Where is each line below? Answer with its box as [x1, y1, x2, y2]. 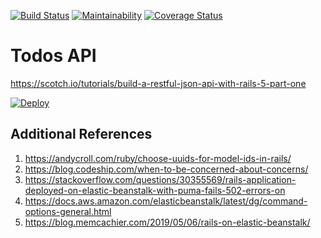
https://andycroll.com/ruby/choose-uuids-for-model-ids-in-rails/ [24, 152, 292, 164]
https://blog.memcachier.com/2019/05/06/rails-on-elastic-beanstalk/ [24, 216, 311, 228]
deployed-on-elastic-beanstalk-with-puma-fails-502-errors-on [24, 184, 286, 196]
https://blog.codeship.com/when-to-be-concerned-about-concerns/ [24, 163, 309, 175]
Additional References [10, 126, 153, 143]
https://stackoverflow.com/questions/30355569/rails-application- [24, 173, 297, 185]
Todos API [10, 45, 97, 67]
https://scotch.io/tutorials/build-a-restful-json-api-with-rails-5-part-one [10, 77, 307, 89]
